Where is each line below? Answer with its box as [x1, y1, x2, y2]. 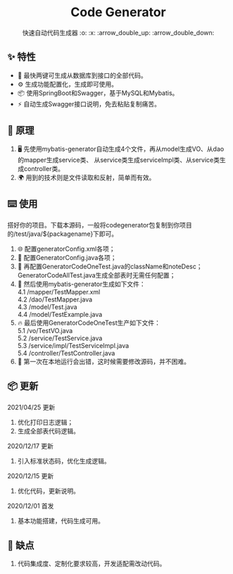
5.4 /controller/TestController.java [17, 349, 115, 358]
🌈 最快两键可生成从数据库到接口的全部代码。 [17, 71, 147, 80]
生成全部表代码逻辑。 [17, 427, 80, 435]
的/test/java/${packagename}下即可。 [7, 230, 118, 238]
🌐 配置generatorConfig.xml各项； [17, 244, 115, 254]
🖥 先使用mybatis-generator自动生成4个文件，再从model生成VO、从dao [17, 144, 225, 153]
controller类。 [23, 164, 65, 173]
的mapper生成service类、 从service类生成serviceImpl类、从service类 [17, 156, 220, 164]
